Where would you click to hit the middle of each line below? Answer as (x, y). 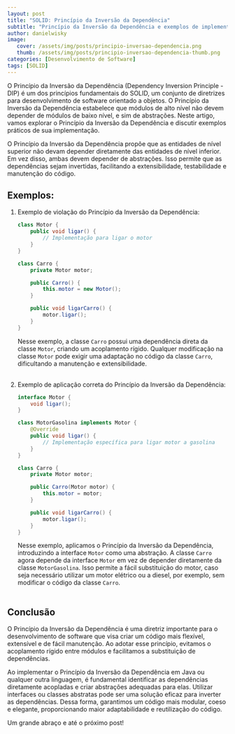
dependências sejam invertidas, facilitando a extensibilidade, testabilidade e (117, 166)
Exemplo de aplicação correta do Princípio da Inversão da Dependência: (121, 384)
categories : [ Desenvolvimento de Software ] (72, 59)
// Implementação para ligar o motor (98, 238)
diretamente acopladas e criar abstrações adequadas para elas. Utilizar (110, 687)
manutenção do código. (42, 173)
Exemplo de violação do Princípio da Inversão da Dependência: (108, 212)
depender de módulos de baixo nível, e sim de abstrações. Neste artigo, (111, 115)
